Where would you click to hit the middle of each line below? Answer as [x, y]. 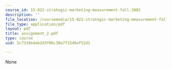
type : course [19, 39]
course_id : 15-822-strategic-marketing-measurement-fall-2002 [73, 10]
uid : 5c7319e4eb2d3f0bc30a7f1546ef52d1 [48, 43]
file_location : [21, 19]
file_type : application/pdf [35, 24]
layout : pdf [18, 29]
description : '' [23, 15]
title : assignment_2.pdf [32, 33]
